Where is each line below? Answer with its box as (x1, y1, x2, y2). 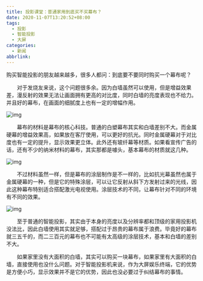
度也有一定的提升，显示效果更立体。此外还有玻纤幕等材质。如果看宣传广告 (6, 138, 192, 145)
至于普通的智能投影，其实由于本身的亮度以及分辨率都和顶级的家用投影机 (16, 218, 197, 225)
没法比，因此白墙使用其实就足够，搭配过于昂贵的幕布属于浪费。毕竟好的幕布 (6, 225, 197, 232)
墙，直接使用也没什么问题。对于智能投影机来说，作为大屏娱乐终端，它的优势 (6, 260, 197, 268)
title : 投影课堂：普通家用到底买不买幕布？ (6, 8, 102, 15)
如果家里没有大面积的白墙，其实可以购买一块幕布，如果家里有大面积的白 (16, 253, 197, 260)
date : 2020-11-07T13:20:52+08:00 (6, 14, 91, 21)
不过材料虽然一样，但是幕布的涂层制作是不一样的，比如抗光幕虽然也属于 (16, 170, 197, 178)
